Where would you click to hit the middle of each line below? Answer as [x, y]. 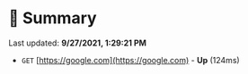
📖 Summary [53, 18]
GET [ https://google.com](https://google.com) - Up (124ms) [130, 60]
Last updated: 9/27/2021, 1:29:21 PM [78, 43]
